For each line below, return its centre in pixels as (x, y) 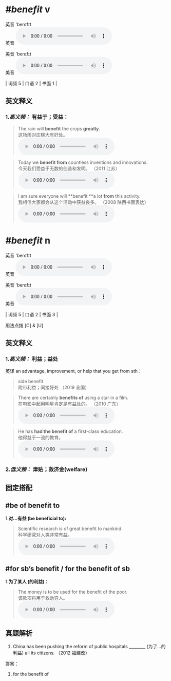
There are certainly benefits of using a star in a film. (73, 398)
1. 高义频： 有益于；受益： (37, 117)
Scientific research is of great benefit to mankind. (70, 529)
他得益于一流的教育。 (40, 438)
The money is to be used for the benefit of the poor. (73, 592)
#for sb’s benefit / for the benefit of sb (68, 569)
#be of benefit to (33, 505)
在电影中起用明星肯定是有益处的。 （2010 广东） (69, 404)
